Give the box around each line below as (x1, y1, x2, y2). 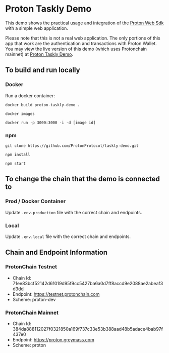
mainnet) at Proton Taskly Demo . (5, 51, 73, 57)
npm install (5, 152, 30, 157)
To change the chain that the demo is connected (5, 175, 160, 183)
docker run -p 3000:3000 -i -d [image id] (5, 120, 96, 125)
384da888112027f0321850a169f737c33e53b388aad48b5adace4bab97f (12, 326, 163, 332)
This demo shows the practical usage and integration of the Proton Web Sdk (5, 20, 164, 26)
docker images (5, 111, 35, 116)
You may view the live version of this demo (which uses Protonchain (5, 46, 147, 52)
